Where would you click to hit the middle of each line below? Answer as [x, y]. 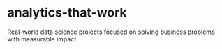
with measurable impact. [43, 39]
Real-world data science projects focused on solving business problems [111, 32]
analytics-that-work [67, 13]
